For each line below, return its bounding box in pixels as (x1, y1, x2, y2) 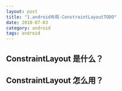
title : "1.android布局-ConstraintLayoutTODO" (6, 14, 117, 20)
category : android (6, 25, 51, 31)
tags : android (6, 31, 41, 36)
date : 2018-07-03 (6, 19, 48, 25)
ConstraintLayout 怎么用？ (6, 75, 104, 85)
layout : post (6, 8, 38, 15)
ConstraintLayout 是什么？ (6, 53, 104, 63)
